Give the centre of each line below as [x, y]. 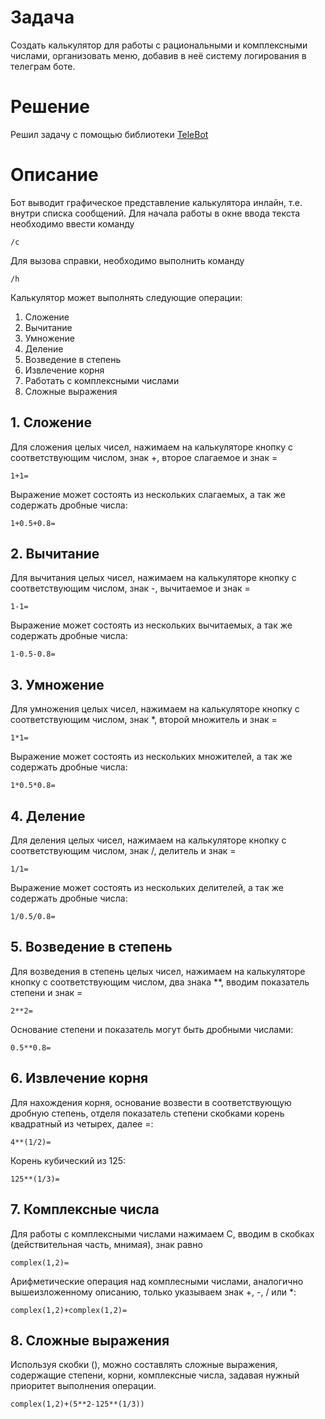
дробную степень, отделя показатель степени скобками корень [147, 1113]
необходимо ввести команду [72, 223]
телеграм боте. [43, 66]
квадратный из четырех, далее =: [82, 1123]
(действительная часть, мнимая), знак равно [106, 1244]
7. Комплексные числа [85, 1209]
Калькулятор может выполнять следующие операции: [126, 297]
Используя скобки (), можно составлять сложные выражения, [144, 1365]
